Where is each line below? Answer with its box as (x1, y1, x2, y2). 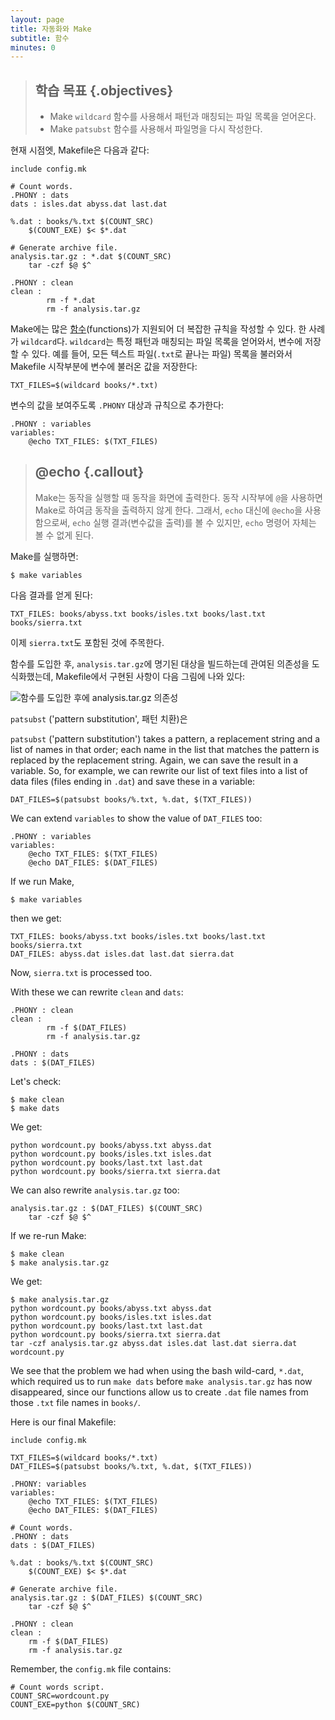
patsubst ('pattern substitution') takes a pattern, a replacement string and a (10, 732, 321, 745)
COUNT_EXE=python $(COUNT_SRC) (10, 1699, 141, 1710)
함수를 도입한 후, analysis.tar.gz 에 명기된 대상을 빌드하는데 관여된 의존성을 (10, 657, 310, 670)
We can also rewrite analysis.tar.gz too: (10, 1184, 180, 1196)
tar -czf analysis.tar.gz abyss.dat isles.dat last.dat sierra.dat (10, 1338, 298, 1348)
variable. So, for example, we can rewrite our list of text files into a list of (10, 764, 308, 776)
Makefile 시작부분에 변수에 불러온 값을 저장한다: (10, 361, 198, 373)
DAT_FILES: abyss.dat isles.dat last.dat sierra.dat (10, 949, 235, 959)
